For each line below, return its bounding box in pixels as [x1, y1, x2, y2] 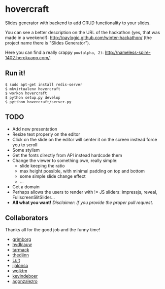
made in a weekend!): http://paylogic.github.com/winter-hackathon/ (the [5, 35, 152, 41]
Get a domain [12, 184, 40, 190]
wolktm [12, 268, 28, 274]
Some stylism [12, 147, 40, 153]
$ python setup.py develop [5, 95, 61, 100]
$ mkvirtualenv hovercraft [5, 86, 61, 91]
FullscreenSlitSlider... [12, 194, 55, 200]
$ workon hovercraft [5, 90, 48, 96]
